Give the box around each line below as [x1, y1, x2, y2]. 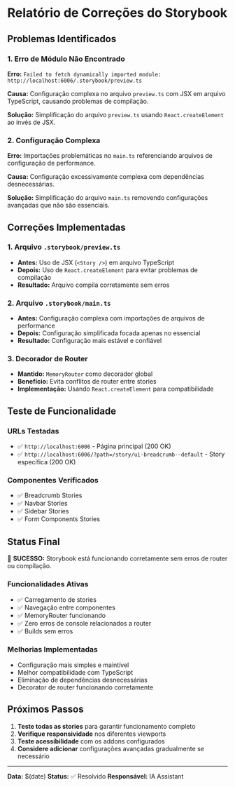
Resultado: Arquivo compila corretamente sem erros [17, 281, 170, 289]
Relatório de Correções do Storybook [7, 5, 228, 21]
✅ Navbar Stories [17, 499, 68, 508]
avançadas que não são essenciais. [7, 201, 110, 210]
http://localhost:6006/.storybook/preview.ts [7, 77, 142, 84]
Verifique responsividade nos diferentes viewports [17, 729, 166, 738]
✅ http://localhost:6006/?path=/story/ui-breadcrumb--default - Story [17, 450, 225, 459]
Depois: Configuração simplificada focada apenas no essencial [17, 329, 201, 337]
